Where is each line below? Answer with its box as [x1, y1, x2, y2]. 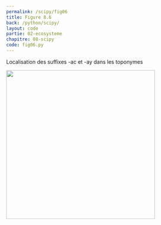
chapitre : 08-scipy [6, 36, 55, 42]
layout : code [6, 25, 39, 32]
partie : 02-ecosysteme [6, 31, 62, 37]
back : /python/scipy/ [6, 20, 60, 26]
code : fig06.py [6, 42, 44, 48]
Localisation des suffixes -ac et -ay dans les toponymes [6, 58, 143, 65]
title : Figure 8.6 [6, 14, 52, 20]
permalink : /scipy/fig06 [6, 8, 68, 15]
